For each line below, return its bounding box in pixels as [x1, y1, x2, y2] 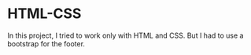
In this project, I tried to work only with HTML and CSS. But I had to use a [7, 31, 244, 40]
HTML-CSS [7, 5, 82, 23]
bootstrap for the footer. [7, 38, 86, 48]
